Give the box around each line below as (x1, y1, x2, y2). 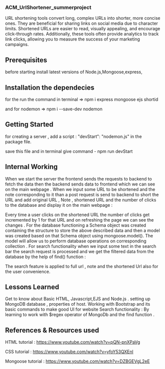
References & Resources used (5, 326, 99, 334)
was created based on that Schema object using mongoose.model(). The (5, 232, 154, 238)
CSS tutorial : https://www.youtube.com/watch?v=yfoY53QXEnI (5, 349, 134, 355)
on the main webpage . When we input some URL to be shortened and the (5, 186, 155, 192)
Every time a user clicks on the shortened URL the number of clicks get (5, 212, 150, 218)
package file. (5, 138, 32, 144)
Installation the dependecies (5, 83, 95, 92)
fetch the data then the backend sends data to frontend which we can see (5, 181, 155, 187)
